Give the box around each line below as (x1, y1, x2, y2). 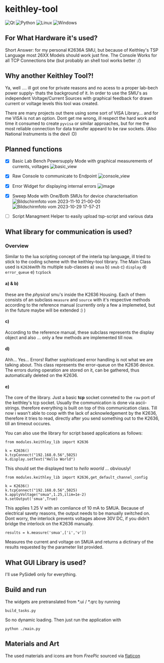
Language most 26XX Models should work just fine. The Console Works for (5, 52, 158, 58)
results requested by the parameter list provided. (5, 544, 104, 550)
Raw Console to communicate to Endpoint (12, 173, 97, 179)
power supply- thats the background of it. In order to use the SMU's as (5, 90, 148, 96)
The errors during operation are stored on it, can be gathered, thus (5, 367, 140, 373)
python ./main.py (5, 626, 41, 631)
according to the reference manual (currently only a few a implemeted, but (5, 302, 155, 308)
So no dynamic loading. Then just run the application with (5, 617, 121, 623)
